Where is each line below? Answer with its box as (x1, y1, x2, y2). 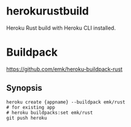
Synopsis (6, 83, 42, 93)
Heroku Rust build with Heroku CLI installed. (6, 24, 116, 31)
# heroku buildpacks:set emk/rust (6, 109, 94, 116)
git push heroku (6, 115, 47, 121)
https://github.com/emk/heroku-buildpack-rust (6, 65, 123, 73)
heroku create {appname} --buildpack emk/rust (6, 99, 126, 105)
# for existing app (6, 104, 56, 110)
